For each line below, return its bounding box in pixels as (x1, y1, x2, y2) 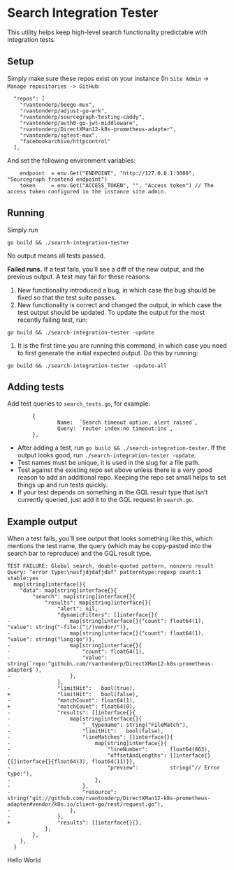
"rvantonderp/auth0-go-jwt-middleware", (20, 119, 139, 126)
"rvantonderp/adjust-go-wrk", (20, 107, 108, 115)
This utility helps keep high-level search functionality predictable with (7, 28, 207, 36)
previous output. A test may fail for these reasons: (7, 272, 152, 281)
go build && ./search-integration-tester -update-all (7, 362, 168, 369)
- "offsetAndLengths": (7, 752, 168, 759)
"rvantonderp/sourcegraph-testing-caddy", (20, 113, 145, 120)
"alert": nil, (57, 605, 98, 612)
